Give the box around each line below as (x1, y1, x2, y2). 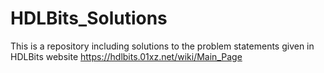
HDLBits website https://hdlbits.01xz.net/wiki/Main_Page (10, 50, 243, 62)
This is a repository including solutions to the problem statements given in (10, 40, 315, 52)
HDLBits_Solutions (10, 7, 168, 30)
